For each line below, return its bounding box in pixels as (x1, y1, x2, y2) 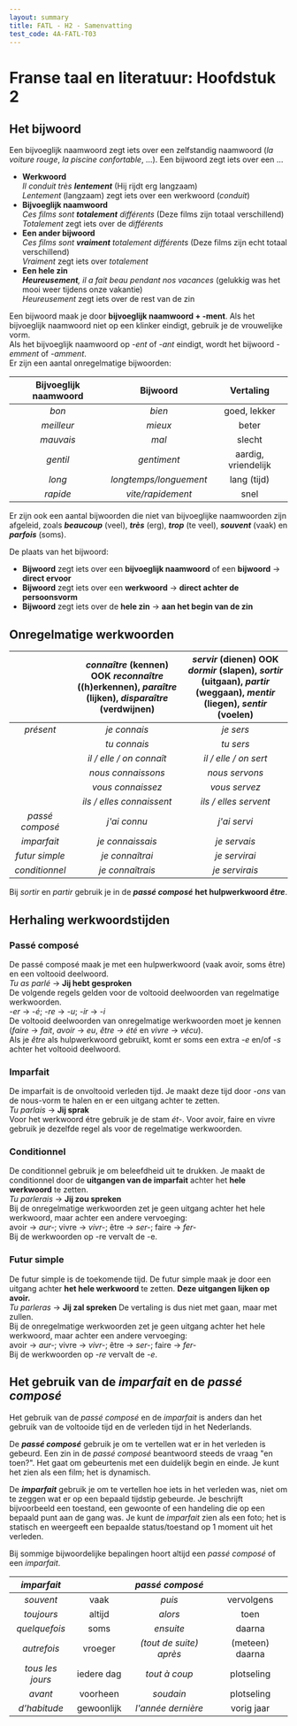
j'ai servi (217, 815, 254, 828)
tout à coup (145, 1668, 194, 1680)
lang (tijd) (229, 474, 270, 486)
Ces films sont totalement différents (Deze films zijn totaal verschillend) (21, 209, 285, 220)
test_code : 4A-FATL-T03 (9, 29, 97, 38)
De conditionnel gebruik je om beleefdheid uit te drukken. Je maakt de (9, 1166, 265, 1176)
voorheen (79, 1687, 119, 1699)
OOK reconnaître (90, 670, 164, 682)
